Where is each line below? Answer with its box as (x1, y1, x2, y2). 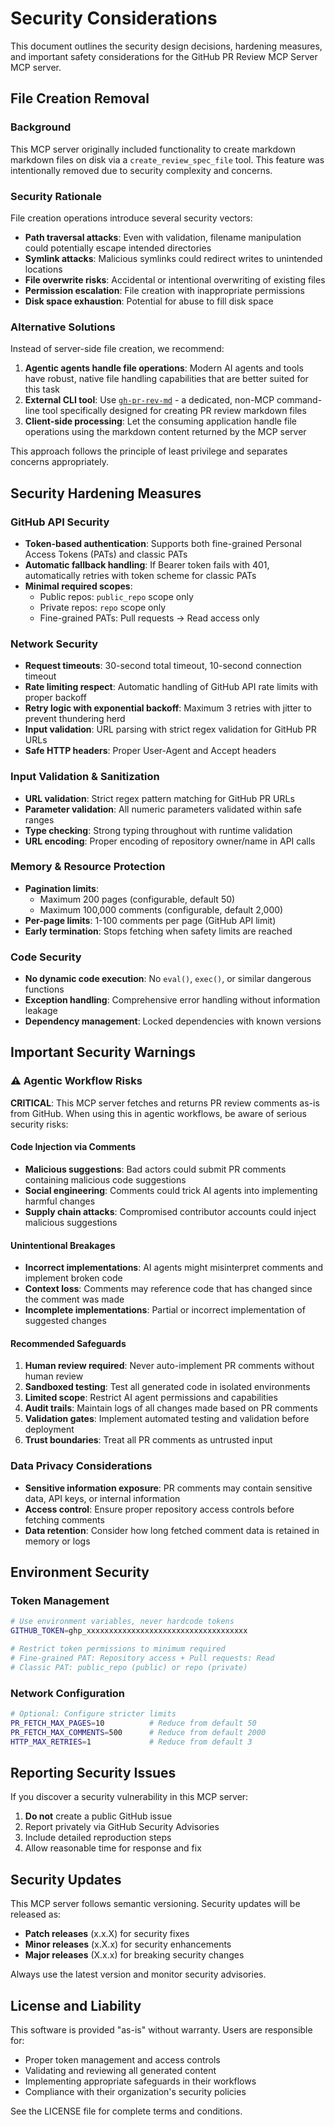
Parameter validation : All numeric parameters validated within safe (24, 803, 302, 815)
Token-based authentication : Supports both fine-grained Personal (24, 537, 302, 549)
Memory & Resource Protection (10, 860, 166, 874)
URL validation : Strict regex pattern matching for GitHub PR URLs (24, 792, 295, 804)
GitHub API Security (10, 515, 110, 529)
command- (276, 394, 323, 406)
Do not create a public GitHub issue (24, 1810, 173, 1822)
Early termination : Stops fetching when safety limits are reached (24, 925, 293, 937)
